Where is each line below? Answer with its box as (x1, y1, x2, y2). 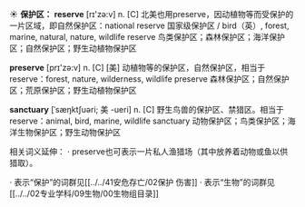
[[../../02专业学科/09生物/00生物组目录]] (9, 188, 159, 199)
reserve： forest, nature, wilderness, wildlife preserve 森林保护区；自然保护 (9, 74, 290, 84)
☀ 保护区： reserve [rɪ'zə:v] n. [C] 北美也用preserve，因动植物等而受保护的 (9, 9, 294, 19)
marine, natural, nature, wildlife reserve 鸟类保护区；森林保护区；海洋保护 (9, 32, 286, 42)
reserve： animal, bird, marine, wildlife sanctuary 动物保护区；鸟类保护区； (9, 115, 288, 126)
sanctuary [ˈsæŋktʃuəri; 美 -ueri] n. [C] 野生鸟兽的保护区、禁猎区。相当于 (9, 104, 284, 114)
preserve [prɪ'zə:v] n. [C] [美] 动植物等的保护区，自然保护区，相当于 (9, 63, 266, 73)
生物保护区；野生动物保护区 (16, 127, 121, 137)
